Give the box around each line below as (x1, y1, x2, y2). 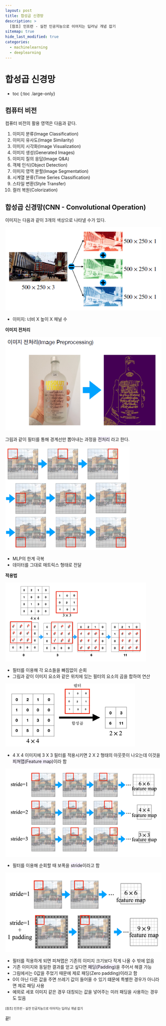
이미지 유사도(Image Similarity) (12, 137, 74, 143)
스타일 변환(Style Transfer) (12, 181, 66, 187)
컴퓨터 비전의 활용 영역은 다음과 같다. (5, 120, 77, 127)
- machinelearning (9, 45, 48, 50)
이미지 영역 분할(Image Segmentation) (12, 168, 89, 174)
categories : (5, 40, 30, 45)
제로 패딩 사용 (17, 983, 45, 989)
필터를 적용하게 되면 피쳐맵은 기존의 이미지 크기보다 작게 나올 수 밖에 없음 (12, 958, 155, 964)
